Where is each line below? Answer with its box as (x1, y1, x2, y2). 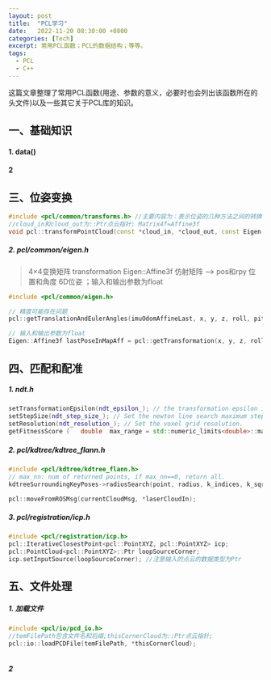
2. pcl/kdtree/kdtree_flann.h (8, 445, 106, 454)
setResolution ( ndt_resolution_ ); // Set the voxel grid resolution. (8, 420, 244, 429)
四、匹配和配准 (8, 361, 83, 375)
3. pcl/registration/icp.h (8, 513, 90, 522)
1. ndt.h (8, 385, 34, 395)
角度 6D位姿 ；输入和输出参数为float (42, 277, 164, 286)
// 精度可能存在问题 (8, 307, 68, 315)
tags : (8, 49, 27, 57)
